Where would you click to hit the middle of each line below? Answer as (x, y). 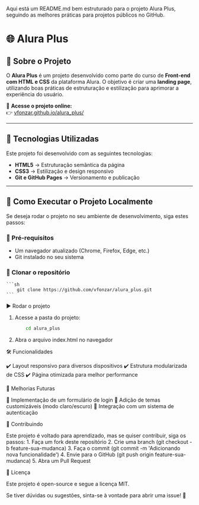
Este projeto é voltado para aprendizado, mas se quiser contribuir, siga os (96, 435)
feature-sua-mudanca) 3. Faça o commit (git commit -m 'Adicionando (96, 449)
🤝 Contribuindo (25, 424)
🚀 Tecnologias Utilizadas (52, 139)
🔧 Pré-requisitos (30, 238)
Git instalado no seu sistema (49, 257)
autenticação (22, 413)
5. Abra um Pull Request (61, 461)
